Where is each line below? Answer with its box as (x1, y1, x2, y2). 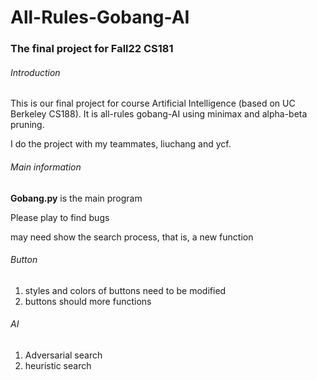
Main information (10, 161, 82, 173)
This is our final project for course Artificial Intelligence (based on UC (10, 97, 296, 110)
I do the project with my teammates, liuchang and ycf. (10, 138, 232, 150)
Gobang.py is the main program (10, 192, 143, 204)
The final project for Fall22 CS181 (10, 42, 174, 56)
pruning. (10, 119, 45, 131)
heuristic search (24, 359, 92, 371)
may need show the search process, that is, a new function (10, 231, 254, 243)
